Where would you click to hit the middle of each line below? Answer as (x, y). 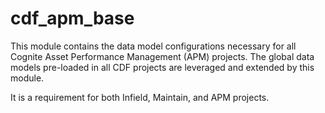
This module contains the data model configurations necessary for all (153, 46)
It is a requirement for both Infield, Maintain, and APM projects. (140, 97)
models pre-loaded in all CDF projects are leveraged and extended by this (162, 67)
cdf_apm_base (72, 18)
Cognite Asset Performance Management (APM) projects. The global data (162, 56)
